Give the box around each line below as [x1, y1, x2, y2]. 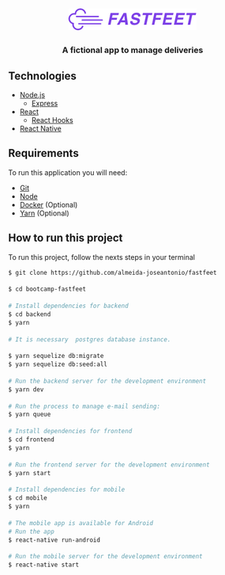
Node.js [19, 89, 46, 99]
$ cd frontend [8, 436, 55, 444]
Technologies [8, 69, 77, 82]
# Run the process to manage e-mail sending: [8, 402, 160, 410]
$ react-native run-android [8, 535, 101, 544]
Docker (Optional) [19, 200, 78, 209]
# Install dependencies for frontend [8, 428, 133, 436]
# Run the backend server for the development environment [8, 377, 207, 385]
